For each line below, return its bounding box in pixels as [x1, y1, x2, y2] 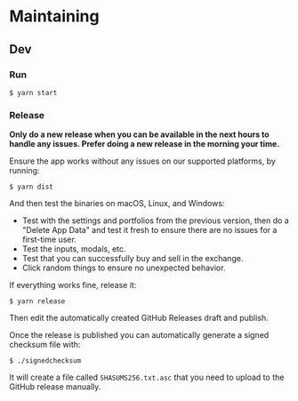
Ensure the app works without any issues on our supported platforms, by [9, 156, 276, 166]
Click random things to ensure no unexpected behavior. [21, 262, 226, 273]
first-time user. [21, 234, 77, 245]
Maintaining [9, 6, 100, 27]
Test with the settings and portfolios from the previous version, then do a [21, 215, 289, 226]
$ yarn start [9, 88, 58, 97]
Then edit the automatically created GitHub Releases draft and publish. [9, 313, 269, 324]
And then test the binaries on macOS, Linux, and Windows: [9, 198, 225, 209]
